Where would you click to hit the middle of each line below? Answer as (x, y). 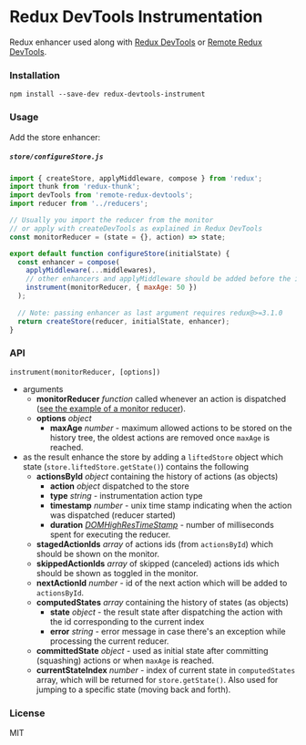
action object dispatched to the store (119, 486)
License (27, 713)
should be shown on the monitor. (98, 554)
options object (64, 418)
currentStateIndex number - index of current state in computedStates (166, 670)
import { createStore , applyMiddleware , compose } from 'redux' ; (136, 178)
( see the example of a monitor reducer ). (111, 409)
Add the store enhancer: (55, 137)
